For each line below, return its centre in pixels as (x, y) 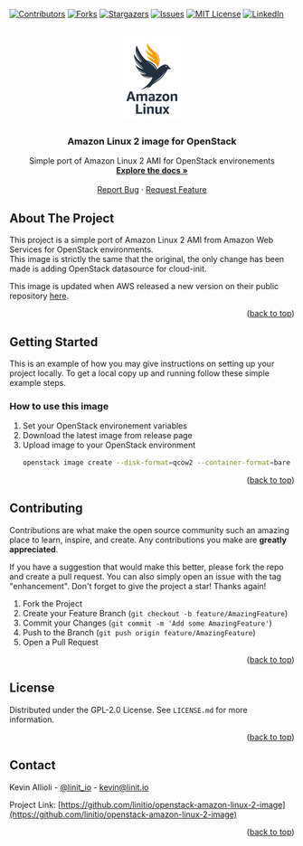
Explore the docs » (152, 171)
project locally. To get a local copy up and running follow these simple (139, 373)
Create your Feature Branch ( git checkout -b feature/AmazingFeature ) (155, 613)
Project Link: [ (35, 804)
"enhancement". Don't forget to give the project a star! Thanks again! (138, 586)
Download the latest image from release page (107, 436)
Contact (33, 765)
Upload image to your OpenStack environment (109, 445)
